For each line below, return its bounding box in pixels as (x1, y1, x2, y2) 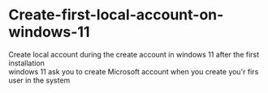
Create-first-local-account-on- (8, 6, 224, 24)
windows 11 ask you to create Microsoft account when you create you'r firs (8, 66, 259, 76)
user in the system (8, 75, 71, 85)
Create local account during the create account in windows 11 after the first (8, 49, 260, 59)
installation (8, 58, 45, 68)
